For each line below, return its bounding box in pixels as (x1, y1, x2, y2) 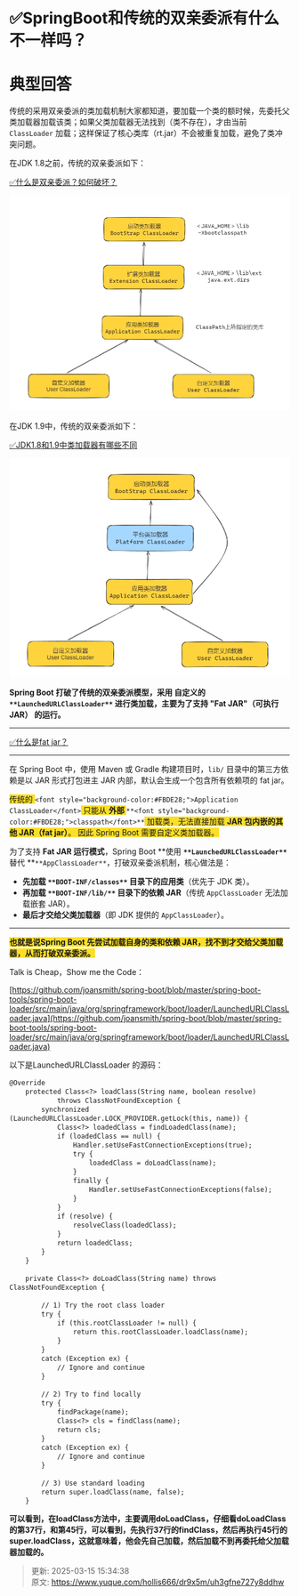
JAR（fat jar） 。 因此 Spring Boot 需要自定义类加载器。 (19, 826, 220, 837)
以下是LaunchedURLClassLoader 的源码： (9, 1060, 164, 1070)
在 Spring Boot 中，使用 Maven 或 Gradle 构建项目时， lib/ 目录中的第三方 (9, 763, 281, 774)
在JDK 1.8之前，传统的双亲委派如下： (9, 157, 147, 169)
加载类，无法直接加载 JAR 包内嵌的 (146, 816, 276, 826)
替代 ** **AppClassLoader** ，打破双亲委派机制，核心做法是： (9, 857, 231, 867)
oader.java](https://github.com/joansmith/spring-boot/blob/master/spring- (9, 1012, 282, 1023)
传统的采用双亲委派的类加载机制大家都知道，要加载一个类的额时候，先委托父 (9, 106, 290, 117)
